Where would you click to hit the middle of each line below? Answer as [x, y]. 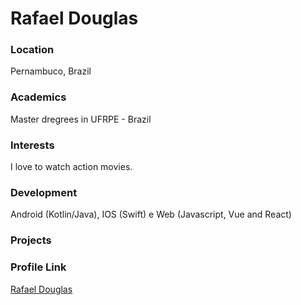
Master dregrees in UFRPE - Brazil [81, 119]
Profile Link [38, 267]
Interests [32, 145]
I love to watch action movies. [71, 167]
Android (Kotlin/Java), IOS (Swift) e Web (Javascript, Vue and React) [151, 214]
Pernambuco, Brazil [51, 71]
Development [44, 192]
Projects [31, 240]
